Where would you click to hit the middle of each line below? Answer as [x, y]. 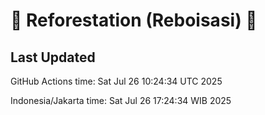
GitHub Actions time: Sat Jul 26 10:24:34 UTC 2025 [116, 81]
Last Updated [53, 57]
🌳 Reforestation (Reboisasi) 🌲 [134, 20]
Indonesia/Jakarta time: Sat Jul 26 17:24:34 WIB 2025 [121, 100]
